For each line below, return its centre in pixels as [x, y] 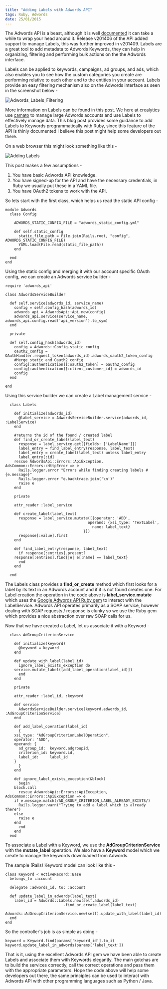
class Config [23, 214]
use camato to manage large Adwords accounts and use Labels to [73, 115]
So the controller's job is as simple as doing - [52, 932]
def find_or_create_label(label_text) [54, 440]
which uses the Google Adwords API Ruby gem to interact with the [74, 600]
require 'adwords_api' [29, 286]
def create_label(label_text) [46, 514]
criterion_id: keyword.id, [46, 753]
